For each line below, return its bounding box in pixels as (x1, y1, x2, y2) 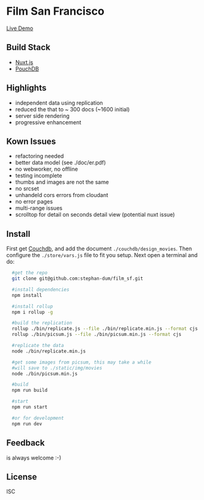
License (6, 471, 37, 482)
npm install (12, 292, 43, 298)
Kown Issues (6, 136, 56, 146)
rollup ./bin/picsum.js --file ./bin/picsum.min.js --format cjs (12, 332, 182, 338)
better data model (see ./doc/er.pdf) (15, 159, 106, 166)
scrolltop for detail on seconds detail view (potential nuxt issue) (15, 211, 175, 218)
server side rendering (15, 112, 70, 119)
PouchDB (15, 65, 39, 72)
